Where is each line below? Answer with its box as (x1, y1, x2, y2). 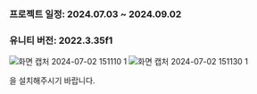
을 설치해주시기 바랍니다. (9, 75, 95, 86)
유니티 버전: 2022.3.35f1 (9, 34, 113, 47)
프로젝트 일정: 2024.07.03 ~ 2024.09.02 (9, 7, 182, 20)
